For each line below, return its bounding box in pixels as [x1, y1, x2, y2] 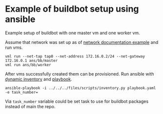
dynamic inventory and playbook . [5, 76, 72, 82]
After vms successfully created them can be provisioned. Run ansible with [5, 71, 155, 76]
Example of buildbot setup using [5, 3, 139, 15]
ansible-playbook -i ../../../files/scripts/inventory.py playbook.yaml [5, 85, 156, 91]
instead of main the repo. [5, 103, 56, 109]
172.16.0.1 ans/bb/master [5, 58, 58, 63]
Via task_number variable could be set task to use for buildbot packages [5, 98, 149, 104]
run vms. [5, 44, 23, 50]
